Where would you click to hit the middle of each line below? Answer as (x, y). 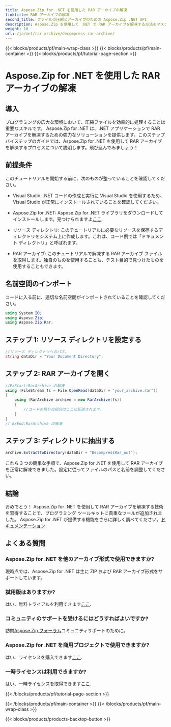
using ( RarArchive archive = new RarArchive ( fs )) (68, 400)
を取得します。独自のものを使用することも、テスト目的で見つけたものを (88, 260)
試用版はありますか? (30, 592)
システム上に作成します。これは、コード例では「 (90, 236)
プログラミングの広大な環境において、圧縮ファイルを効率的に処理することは (85, 122)
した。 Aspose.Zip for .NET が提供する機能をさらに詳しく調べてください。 (83, 519)
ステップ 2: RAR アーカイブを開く (58, 374)
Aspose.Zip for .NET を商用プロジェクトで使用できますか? (77, 645)
